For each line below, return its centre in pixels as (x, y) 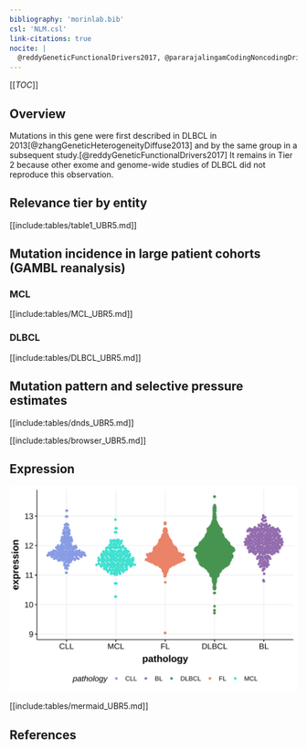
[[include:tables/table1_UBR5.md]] (73, 225)
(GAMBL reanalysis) (68, 268)
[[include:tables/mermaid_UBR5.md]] (79, 706)
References (43, 735)
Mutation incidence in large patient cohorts (135, 254)
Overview (38, 114)
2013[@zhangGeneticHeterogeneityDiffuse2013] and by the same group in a (153, 145)
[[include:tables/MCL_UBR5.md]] (71, 314)
